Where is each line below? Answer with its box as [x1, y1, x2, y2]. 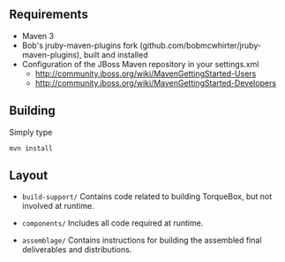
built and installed [83, 49, 148, 60]
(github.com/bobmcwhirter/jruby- [139, 40, 262, 50]
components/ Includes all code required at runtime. [21, 218, 204, 228]
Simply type [9, 127, 53, 137]
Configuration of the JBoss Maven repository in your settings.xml [21, 58, 259, 69]
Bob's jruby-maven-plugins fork [21, 40, 139, 50]
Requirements [9, 7, 88, 22]
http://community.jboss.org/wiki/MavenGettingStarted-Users [34, 68, 257, 79]
